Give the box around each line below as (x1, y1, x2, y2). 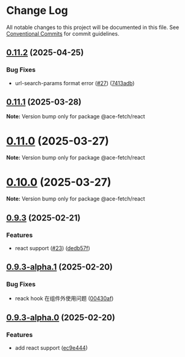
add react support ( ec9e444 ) (14, 344, 88, 352)
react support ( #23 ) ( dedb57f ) (14, 245, 90, 251)
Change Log (6, 4, 68, 18)
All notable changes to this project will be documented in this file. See (6, 24, 180, 31)
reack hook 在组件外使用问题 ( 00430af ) (14, 294, 114, 302)
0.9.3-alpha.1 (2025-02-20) (6, 262, 113, 272)
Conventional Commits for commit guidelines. (6, 30, 119, 37)
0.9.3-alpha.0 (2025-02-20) (6, 312, 116, 323)
